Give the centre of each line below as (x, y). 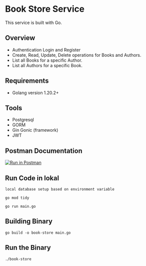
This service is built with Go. (34, 23)
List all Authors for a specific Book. (47, 65)
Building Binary (29, 221)
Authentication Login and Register (46, 49)
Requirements (27, 81)
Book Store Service (45, 9)
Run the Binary (28, 248)
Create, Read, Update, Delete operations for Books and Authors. (77, 55)
